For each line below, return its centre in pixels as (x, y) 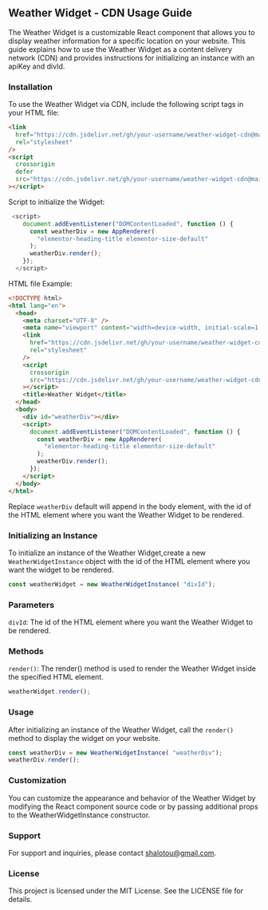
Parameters (31, 605)
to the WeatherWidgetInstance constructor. (79, 815)
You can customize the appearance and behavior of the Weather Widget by (132, 798)
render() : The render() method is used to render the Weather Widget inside (132, 668)
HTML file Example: (41, 283)
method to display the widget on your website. (85, 738)
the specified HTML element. (56, 677)
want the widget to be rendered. (61, 569)
